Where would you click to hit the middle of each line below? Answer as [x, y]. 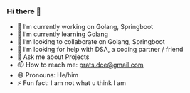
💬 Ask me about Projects [53, 57]
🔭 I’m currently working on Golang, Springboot [85, 27]
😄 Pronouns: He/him [48, 75]
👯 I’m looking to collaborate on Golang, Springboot [91, 42]
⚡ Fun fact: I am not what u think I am [71, 83]
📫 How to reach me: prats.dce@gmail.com [80, 65]
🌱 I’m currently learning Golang [62, 34]
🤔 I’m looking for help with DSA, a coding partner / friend [100, 50]
